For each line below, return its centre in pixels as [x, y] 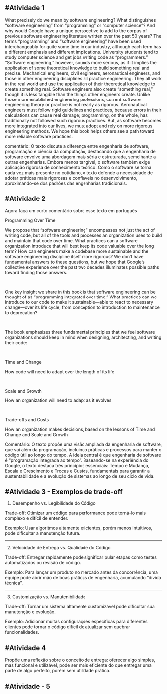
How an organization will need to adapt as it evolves [58, 400]
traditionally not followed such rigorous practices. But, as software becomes [83, 120]
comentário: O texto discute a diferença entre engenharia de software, [77, 146]
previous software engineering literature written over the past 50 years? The [83, 36]
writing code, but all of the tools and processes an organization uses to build [83, 235]
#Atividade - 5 [28, 686]
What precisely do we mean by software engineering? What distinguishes [81, 20]
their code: [16, 342]
